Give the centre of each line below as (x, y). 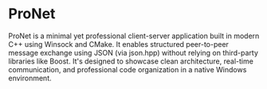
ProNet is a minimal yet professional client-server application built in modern (134, 36)
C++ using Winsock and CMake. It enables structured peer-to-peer (119, 44)
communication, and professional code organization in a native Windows (128, 69)
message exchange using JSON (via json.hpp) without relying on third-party (133, 52)
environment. (30, 78)
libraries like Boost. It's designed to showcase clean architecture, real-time (131, 61)
